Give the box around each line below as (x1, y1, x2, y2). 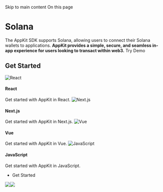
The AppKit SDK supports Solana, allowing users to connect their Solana (5, 37, 151, 43)
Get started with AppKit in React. (5, 96, 71, 102)
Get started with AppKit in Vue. (5, 141, 67, 147)
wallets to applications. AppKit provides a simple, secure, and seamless (5, 42, 152, 48)
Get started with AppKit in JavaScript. (5, 163, 81, 169)
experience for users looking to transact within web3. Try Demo (14, 47, 145, 53)
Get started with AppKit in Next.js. (5, 119, 73, 125)
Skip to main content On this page (5, 4, 73, 10)
